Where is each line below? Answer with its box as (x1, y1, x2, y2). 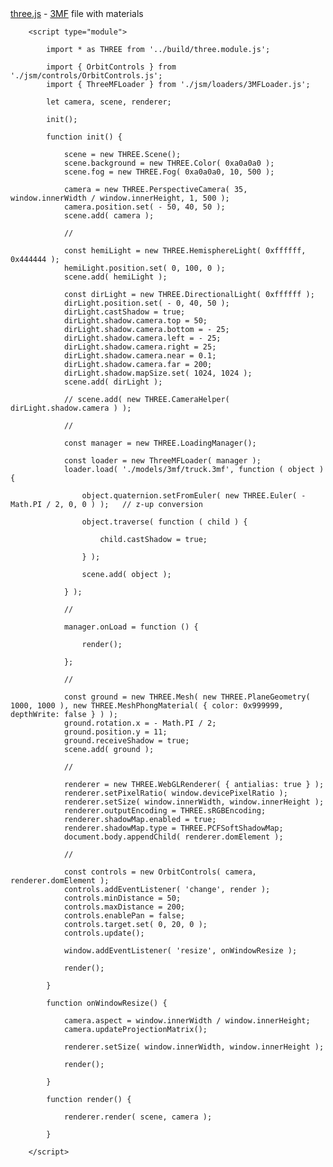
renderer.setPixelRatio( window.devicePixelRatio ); (63, 788, 288, 798)
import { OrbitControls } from (46, 62, 177, 72)
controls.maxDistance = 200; (63, 902, 186, 912)
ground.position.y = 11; (63, 727, 168, 737)
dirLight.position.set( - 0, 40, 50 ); (63, 298, 230, 308)
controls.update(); (63, 928, 145, 938)
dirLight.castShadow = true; (63, 307, 186, 317)
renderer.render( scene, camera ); (63, 1112, 213, 1122)
